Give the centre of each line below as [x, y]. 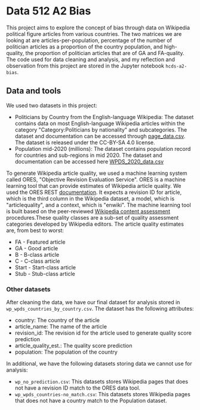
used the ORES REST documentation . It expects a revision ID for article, [94, 192]
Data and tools [34, 91]
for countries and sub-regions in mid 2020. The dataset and [88, 155]
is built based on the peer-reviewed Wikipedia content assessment [88, 211]
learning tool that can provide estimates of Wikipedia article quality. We [94, 186]
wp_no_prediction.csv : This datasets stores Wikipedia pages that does [101, 382]
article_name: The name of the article [61, 327]
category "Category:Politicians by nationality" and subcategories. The [101, 129]
